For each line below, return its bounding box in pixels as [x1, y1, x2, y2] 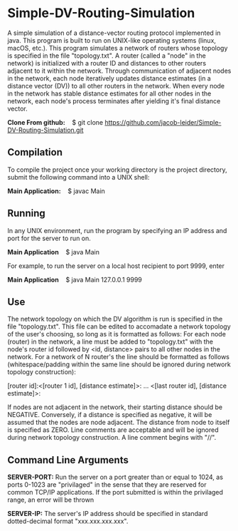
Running [7, 207, 46, 220]
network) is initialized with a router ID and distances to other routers [7, 58, 207, 67]
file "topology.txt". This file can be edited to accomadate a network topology [7, 322, 231, 331]
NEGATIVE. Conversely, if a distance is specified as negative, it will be [7, 411, 212, 419]
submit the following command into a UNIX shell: [7, 172, 150, 181]
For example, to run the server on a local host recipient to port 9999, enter [7, 262, 225, 270]
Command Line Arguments [7, 454, 129, 466]
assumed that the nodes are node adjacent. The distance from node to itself [7, 418, 230, 427]
